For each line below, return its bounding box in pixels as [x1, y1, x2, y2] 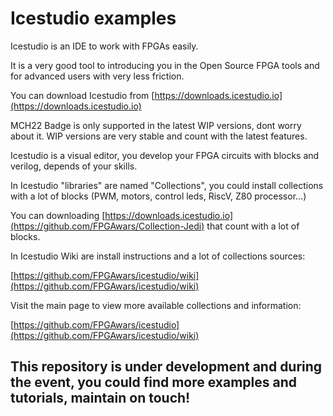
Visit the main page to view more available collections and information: [10, 299, 302, 311]
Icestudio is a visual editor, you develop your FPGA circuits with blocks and [10, 149, 320, 161]
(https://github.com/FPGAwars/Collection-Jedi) [10, 220, 205, 232]
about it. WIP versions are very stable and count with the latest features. [10, 130, 308, 142]
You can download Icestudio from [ [10, 89, 155, 101]
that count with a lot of [206, 220, 300, 232]
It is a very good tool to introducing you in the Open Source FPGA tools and [10, 59, 320, 71]
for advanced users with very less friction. [10, 70, 185, 82]
